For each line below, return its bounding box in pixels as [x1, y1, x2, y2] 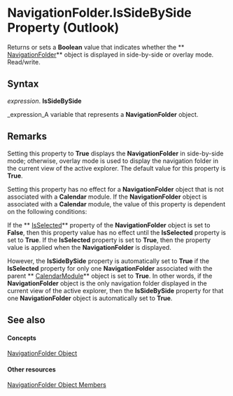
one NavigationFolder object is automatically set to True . [7, 294, 173, 302]
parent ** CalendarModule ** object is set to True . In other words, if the [7, 271, 213, 280]
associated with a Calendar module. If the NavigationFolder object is [7, 192, 208, 201]
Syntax [7, 78, 39, 90]
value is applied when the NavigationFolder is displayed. [7, 243, 171, 251]
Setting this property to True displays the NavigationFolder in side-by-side [7, 149, 224, 157]
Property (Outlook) [7, 20, 120, 36]
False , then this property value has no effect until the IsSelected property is [7, 228, 226, 236]
